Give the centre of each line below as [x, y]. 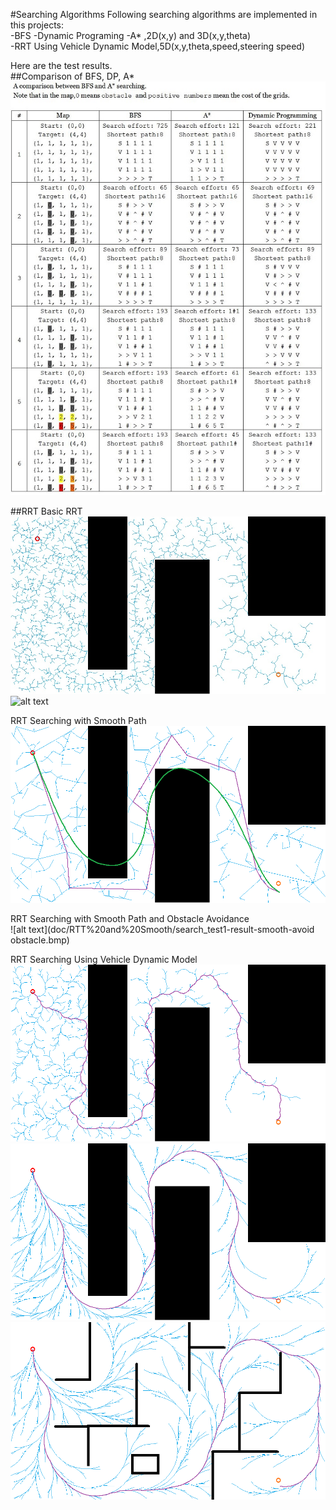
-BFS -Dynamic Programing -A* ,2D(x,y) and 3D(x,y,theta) [131, 35]
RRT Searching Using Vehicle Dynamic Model [104, 959]
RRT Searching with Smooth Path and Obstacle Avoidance [130, 918]
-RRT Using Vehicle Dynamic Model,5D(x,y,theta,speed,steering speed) [158, 46]
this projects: [37, 25]
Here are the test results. [61, 65]
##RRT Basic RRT [46, 511]
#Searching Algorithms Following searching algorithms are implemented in [164, 14]
